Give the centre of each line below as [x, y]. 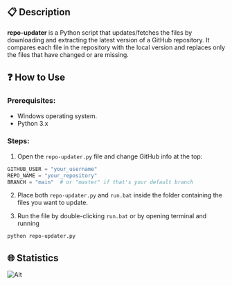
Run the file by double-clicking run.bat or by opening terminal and [112, 216]
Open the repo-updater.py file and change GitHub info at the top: [110, 156]
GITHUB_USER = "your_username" [52, 169]
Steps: [18, 141]
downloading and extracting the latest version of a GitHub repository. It [108, 40]
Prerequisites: [32, 101]
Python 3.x [33, 123]
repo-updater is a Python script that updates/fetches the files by [100, 32]
